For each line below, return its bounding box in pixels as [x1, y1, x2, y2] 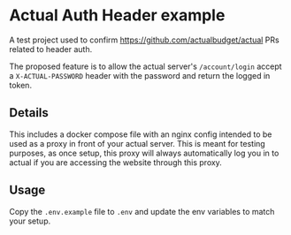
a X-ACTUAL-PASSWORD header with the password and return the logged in [9, 70, 271, 80]
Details [9, 105, 49, 120]
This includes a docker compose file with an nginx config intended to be [9, 129, 272, 140]
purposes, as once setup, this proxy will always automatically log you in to [9, 148, 280, 158]
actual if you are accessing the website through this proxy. [9, 156, 223, 168]
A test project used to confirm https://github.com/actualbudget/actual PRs [9, 34, 280, 45]
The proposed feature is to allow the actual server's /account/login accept [9, 61, 282, 72]
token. [9, 80, 33, 90]
